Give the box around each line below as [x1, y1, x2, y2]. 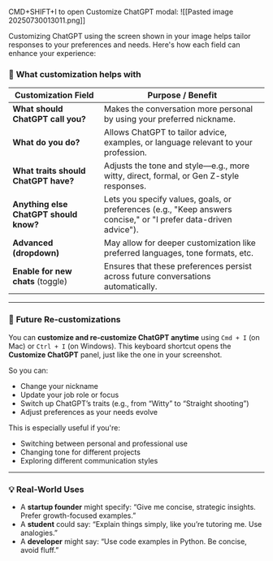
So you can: [8, 365, 49, 375]
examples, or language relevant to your [104, 137, 253, 149]
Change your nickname [19, 381, 99, 391]
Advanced [12, 237, 54, 248]
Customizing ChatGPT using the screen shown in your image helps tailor [8, 32, 251, 41]
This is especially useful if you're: [8, 422, 120, 433]
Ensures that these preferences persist [104, 261, 252, 272]
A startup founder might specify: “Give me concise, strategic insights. [19, 502, 256, 511]
